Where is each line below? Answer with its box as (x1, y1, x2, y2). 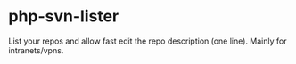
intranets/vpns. (8, 44, 64, 55)
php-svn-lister (8, 6, 119, 27)
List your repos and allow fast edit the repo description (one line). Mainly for (8, 36, 287, 46)
